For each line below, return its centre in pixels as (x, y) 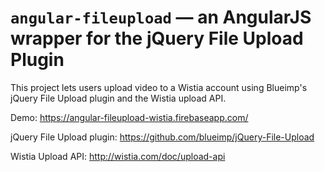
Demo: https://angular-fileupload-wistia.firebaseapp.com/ (129, 117)
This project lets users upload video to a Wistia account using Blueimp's (159, 87)
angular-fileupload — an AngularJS (161, 17)
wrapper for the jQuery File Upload (157, 38)
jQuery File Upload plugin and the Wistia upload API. (118, 98)
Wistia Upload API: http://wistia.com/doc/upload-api (118, 156)
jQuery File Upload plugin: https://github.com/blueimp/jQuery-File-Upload (162, 137)
